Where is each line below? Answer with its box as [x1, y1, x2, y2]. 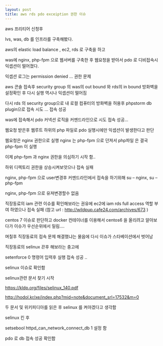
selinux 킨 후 [5, 314, 30, 320]
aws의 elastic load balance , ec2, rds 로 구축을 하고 [5, 46, 106, 52]
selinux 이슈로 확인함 [5, 265, 45, 270]
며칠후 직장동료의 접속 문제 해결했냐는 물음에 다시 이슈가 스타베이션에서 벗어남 [5, 233, 153, 239]
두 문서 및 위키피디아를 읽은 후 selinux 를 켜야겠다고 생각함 [5, 304, 117, 310]
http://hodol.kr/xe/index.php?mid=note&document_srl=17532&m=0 [5, 294, 140, 300]
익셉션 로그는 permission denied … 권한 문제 [5, 73, 91, 79]
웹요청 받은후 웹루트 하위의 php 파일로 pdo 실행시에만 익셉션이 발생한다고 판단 [5, 127, 154, 133]
